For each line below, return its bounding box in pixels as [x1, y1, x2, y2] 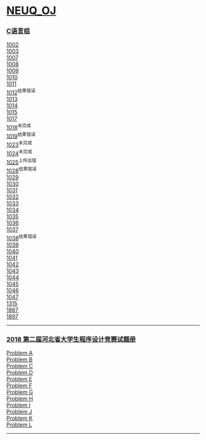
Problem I [6, 401, 31, 409]
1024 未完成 [6, 149, 32, 157]
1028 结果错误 [6, 166, 37, 175]
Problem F [6, 382, 32, 390]
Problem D [6, 369, 33, 376]
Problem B [6, 356, 32, 363]
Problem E [6, 376, 32, 383]
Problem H [6, 395, 34, 403]
